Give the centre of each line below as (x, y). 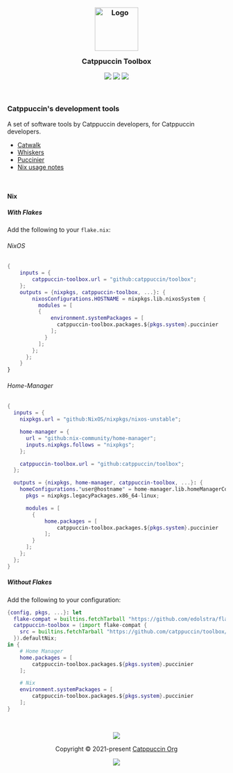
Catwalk (29, 145)
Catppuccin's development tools (63, 109)
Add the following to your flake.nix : (59, 230)
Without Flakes (29, 582)
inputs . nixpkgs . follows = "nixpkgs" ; (80, 445)
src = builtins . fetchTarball (62, 632)
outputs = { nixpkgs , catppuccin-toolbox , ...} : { (93, 292)
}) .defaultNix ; (35, 638)
